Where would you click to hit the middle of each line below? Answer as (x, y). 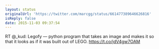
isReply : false (20, 18)
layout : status (20, 9)
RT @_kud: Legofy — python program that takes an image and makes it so (80, 37)
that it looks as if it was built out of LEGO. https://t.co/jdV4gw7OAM (73, 42)
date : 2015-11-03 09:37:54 (32, 23)
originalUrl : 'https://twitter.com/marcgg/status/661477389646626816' (78, 14)
